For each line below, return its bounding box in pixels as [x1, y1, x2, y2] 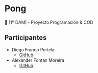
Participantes [4, 34, 47, 42]
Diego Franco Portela [11, 46, 55, 52]
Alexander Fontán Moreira [11, 57, 65, 63]
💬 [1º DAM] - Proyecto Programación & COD [4, 19, 94, 25]
